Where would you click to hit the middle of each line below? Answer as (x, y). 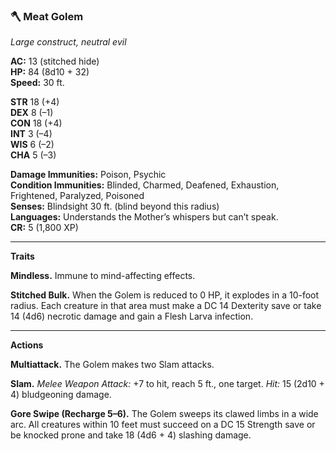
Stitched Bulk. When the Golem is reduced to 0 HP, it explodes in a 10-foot (165, 295)
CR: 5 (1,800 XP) (44, 228)
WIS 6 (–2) (32, 145)
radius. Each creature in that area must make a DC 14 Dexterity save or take (166, 306)
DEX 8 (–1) (32, 113)
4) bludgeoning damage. (61, 395)
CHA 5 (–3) (33, 155)
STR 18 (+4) (35, 102)
